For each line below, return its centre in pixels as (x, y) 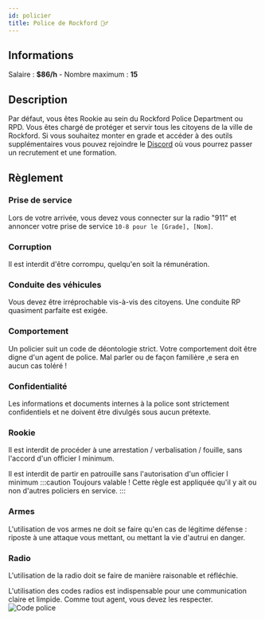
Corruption (30, 246)
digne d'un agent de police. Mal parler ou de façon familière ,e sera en (124, 357)
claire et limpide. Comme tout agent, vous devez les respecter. (111, 599)
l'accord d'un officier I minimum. (61, 458)
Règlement (36, 177)
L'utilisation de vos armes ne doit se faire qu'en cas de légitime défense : (128, 529)
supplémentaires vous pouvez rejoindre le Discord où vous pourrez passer (131, 144)
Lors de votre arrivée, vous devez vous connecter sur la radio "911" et (123, 218)
